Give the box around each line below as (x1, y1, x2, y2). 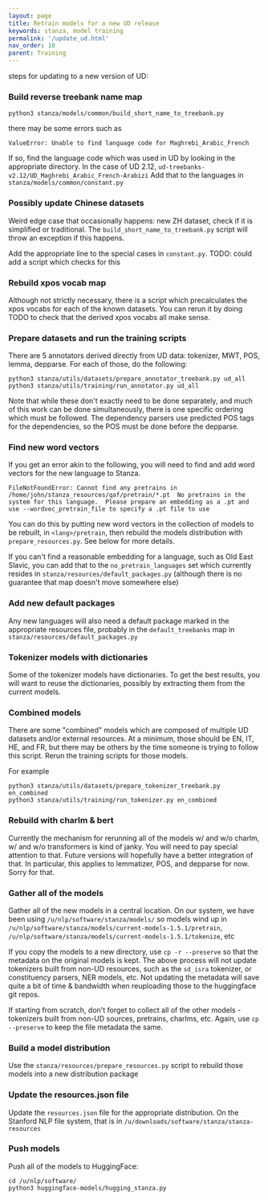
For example (8, 766, 50, 776)
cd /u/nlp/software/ (8, 1177, 78, 1185)
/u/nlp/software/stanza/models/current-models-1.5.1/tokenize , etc (8, 931, 235, 941)
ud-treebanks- (157, 163, 205, 171)
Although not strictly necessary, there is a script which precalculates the (8, 295, 248, 305)
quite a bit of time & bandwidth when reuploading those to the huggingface (8, 980, 257, 990)
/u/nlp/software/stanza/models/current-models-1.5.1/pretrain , (8, 923, 223, 932)
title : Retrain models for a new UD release (8, 19, 160, 27)
